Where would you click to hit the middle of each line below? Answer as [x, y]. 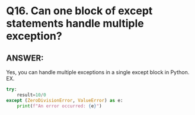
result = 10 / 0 [31, 95]
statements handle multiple [75, 23]
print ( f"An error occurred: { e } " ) [59, 106]
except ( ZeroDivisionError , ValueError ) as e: [65, 100]
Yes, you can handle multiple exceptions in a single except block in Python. [98, 72]
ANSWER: [25, 58]
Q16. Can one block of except [79, 11]
